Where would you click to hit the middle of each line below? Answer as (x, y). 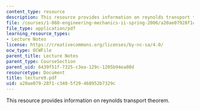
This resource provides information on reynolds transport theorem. (88, 100)
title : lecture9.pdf (32, 78)
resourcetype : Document (36, 73)
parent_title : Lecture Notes (42, 56)
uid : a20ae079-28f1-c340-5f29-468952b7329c (61, 84)
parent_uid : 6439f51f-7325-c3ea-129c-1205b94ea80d (70, 67)
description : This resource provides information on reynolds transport (98, 17)
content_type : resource (36, 12)
